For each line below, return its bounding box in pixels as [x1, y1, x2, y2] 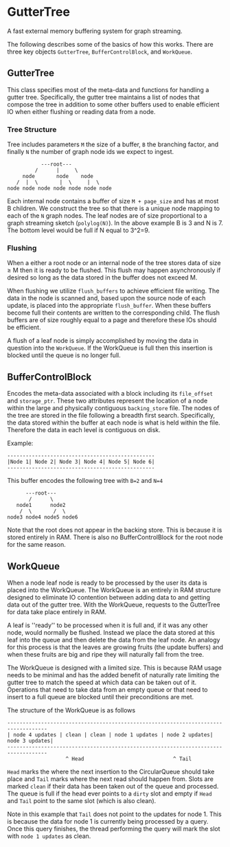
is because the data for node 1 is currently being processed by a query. [7, 817, 209, 825]
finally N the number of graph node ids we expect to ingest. [7, 148, 174, 156]
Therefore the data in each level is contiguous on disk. [7, 426, 161, 434]
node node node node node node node [7, 185, 112, 192]
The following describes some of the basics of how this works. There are [7, 40, 214, 48]
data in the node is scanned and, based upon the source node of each [7, 294, 206, 302]
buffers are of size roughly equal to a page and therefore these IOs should [7, 316, 217, 324]
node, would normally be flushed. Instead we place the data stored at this [7, 628, 215, 636]
